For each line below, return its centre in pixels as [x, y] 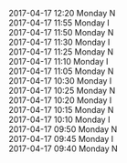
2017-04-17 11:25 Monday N [61, 52]
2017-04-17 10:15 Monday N [61, 110]
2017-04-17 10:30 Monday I [60, 81]
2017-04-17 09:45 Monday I [61, 139]
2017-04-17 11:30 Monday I [59, 42]
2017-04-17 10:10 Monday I [59, 119]
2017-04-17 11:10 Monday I [58, 61]
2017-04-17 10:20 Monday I [60, 100]
